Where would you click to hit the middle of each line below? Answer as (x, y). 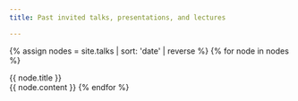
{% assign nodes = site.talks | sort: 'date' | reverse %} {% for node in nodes (149, 51)
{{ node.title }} (36, 78)
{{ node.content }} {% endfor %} (69, 87)
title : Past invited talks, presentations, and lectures (118, 17)
